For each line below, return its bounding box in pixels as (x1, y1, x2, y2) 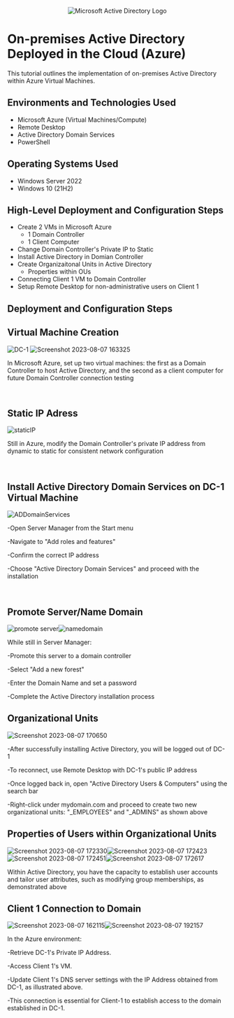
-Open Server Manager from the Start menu (7, 524, 134, 532)
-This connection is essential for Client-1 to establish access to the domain (7, 996, 221, 1005)
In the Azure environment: (7, 935, 82, 943)
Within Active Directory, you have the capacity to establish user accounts (7, 867, 219, 876)
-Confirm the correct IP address (7, 551, 99, 559)
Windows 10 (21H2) (17, 184, 73, 193)
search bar (7, 786, 38, 795)
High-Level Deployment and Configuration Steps (7, 204, 224, 216)
